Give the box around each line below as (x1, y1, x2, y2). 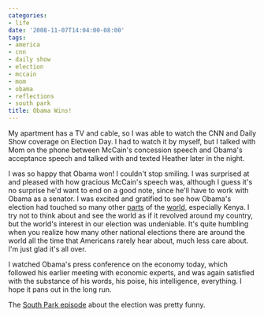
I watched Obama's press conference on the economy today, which (8, 259, 229, 269)
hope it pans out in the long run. (8, 285, 112, 294)
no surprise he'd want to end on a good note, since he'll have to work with (8, 186, 249, 195)
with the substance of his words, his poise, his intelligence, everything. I (8, 277, 242, 285)
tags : (8, 33, 26, 42)
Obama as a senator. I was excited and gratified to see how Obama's (8, 194, 232, 203)
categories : (8, 11, 47, 20)
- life (8, 19, 30, 27)
